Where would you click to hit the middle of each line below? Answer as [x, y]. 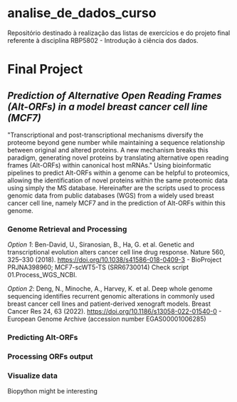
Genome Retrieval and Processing [67, 229]
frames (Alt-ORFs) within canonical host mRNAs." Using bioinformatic [110, 165]
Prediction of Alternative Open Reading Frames [115, 95]
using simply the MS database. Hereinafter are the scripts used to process [116, 187]
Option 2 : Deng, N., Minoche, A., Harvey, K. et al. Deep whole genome [110, 289]
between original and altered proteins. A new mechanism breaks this [108, 150]
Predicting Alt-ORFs [43, 338]
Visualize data [33, 376]
